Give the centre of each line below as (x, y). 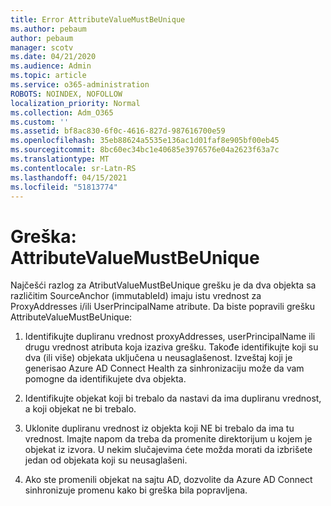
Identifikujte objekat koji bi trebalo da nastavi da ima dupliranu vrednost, (173, 398)
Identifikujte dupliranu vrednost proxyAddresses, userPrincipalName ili (170, 337)
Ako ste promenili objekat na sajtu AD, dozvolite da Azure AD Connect (168, 480)
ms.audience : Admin (51, 66)
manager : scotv (42, 47)
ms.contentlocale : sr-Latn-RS (73, 168)
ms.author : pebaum (48, 29)
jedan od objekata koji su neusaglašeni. (106, 460)
